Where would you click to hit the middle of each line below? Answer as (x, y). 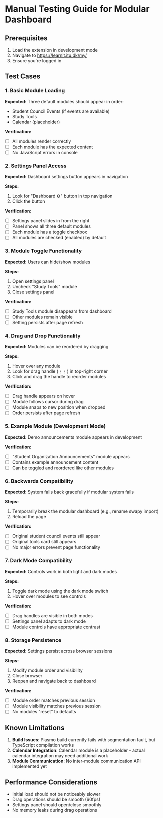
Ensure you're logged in (37, 61)
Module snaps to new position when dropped (59, 407)
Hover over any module (36, 366)
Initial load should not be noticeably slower (56, 794)
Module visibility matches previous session (57, 706)
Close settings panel (33, 292)
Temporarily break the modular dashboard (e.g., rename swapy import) (85, 511)
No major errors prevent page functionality (56, 547)
